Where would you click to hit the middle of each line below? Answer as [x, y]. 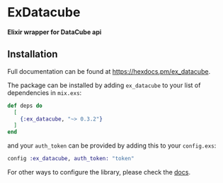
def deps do [25, 106]
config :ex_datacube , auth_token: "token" [71, 159]
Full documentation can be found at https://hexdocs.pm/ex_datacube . [109, 71]
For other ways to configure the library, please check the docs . [99, 172]
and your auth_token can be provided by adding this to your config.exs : [112, 145]
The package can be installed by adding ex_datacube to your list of [104, 85]
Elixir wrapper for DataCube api [55, 32]
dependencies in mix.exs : [45, 92]
